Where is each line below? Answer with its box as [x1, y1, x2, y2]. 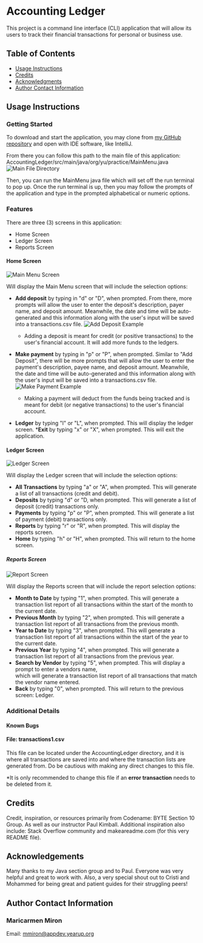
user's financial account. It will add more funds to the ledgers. [24, 338, 179, 346]
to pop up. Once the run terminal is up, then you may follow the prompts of [6, 183, 193, 191]
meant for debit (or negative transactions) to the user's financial [24, 401, 184, 408]
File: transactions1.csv [6, 735, 65, 743]
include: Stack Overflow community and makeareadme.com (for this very [6, 827, 190, 835]
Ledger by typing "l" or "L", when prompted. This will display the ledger [15, 419, 194, 427]
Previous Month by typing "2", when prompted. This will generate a [15, 614, 185, 622]
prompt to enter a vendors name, [15, 665, 98, 673]
